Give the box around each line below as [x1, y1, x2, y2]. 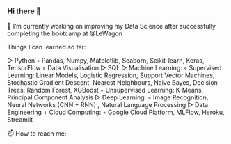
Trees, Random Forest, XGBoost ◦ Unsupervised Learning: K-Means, [7, 86, 204, 95]
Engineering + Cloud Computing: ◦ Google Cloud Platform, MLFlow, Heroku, [7, 108, 225, 117]
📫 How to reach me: [7, 129, 67, 138]
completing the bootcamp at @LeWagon [7, 29, 123, 38]
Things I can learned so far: [7, 43, 86, 51]
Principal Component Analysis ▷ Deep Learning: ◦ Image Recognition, [7, 93, 209, 102]
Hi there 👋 [7, 6, 42, 16]
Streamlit [7, 115, 33, 124]
